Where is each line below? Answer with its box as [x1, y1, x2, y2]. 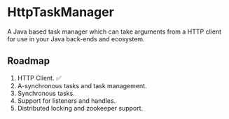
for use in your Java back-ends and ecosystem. [7, 34, 145, 43]
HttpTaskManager [7, 4, 114, 20]
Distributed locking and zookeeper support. [17, 104, 144, 112]
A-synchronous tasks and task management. [17, 81, 147, 90]
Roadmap [7, 55, 50, 67]
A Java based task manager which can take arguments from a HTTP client [7, 27, 222, 36]
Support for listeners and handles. [17, 96, 116, 105]
